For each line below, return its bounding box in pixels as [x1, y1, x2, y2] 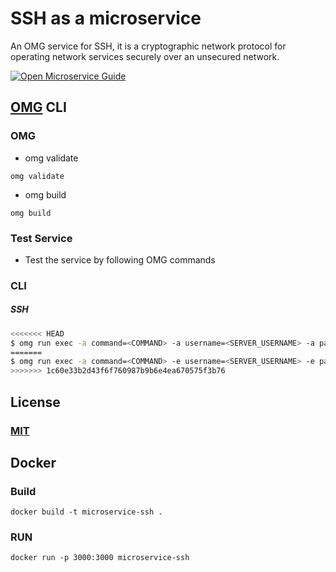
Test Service [10, 231, 73, 245]
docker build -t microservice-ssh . [10, 507, 163, 517]
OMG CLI [10, 99, 67, 116]
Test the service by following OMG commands [24, 253, 216, 266]
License [10, 393, 61, 411]
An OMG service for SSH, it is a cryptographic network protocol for [10, 40, 287, 52]
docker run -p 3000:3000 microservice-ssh [10, 553, 190, 563]
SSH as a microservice [10, 7, 202, 30]
